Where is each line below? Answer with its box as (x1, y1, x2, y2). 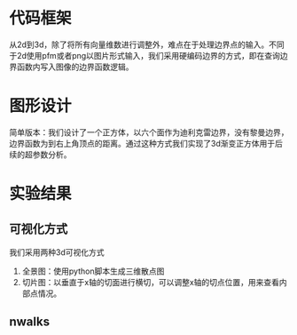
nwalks (9, 315, 51, 330)
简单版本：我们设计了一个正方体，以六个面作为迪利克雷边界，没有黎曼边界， (9, 126, 289, 138)
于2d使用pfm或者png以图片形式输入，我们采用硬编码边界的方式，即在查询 (9, 50, 281, 60)
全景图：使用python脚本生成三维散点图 (21, 266, 165, 276)
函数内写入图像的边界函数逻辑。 (16, 61, 134, 72)
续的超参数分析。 (9, 148, 72, 160)
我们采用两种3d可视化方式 (9, 246, 105, 258)
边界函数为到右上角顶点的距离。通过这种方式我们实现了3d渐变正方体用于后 (9, 138, 284, 148)
